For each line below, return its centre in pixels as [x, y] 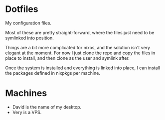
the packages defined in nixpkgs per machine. [53, 73]
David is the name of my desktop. [47, 107]
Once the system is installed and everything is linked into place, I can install [83, 68]
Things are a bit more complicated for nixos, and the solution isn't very [78, 47]
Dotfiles [22, 9]
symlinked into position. [29, 38]
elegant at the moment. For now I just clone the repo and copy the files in [80, 53]
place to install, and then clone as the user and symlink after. [67, 58]
